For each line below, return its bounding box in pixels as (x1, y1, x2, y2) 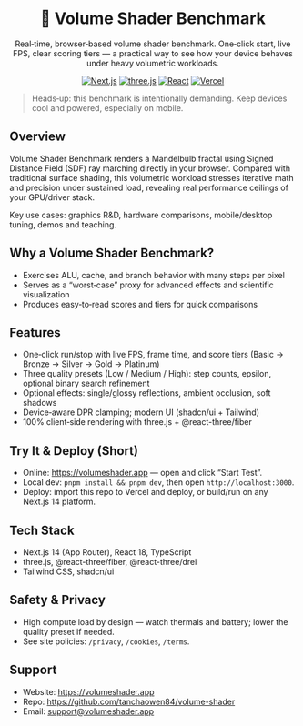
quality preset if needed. (22, 626, 116, 637)
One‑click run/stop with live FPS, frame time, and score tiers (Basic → (22, 349, 284, 360)
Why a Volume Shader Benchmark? (9, 246, 215, 261)
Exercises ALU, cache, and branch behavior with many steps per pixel (22, 269, 285, 280)
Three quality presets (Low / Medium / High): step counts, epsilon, (22, 368, 272, 379)
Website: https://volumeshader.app (22, 686, 155, 697)
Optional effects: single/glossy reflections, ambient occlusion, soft (22, 388, 271, 398)
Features (9, 325, 61, 340)
